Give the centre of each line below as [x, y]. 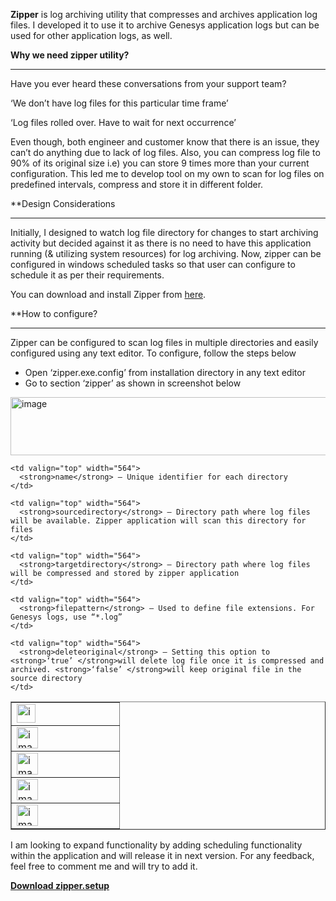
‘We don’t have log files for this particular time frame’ [119, 103]
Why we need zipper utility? [70, 55]
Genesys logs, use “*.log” [66, 617]
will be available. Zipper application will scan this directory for [158, 521]
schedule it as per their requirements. [87, 275]
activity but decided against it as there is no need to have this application [161, 243]
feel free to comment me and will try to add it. [104, 866]
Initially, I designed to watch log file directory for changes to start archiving [164, 232]
